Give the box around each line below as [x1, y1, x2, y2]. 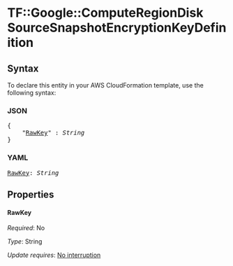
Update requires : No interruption [7, 251, 101, 260]
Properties [7, 188, 54, 200]
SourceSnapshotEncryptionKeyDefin [7, 20, 227, 36]
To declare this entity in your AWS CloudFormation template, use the [7, 81, 204, 89]
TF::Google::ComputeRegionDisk [7, 5, 204, 21]
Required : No [7, 224, 45, 232]
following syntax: [7, 89, 57, 97]
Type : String [7, 237, 43, 246]
